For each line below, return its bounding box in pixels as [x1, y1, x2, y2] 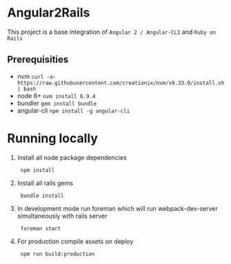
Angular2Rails [7, 5, 90, 21]
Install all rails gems [17, 178, 74, 187]
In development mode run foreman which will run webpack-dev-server [17, 204, 219, 212]
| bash [17, 85, 37, 93]
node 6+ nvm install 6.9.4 [17, 91, 96, 100]
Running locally [7, 130, 99, 146]
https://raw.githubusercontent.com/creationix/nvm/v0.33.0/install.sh [17, 79, 225, 86]
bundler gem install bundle [17, 99, 97, 107]
